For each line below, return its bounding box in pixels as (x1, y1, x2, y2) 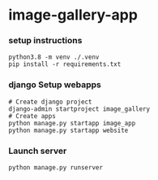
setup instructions (8, 35, 83, 46)
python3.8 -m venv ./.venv (8, 53, 100, 62)
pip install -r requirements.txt (8, 60, 122, 68)
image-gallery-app (8, 6, 138, 24)
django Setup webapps (8, 79, 101, 90)
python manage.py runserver (8, 164, 104, 172)
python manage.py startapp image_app (8, 119, 136, 127)
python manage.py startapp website (8, 126, 129, 134)
